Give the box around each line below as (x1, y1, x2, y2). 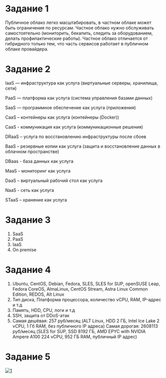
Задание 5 (5, 351, 51, 362)
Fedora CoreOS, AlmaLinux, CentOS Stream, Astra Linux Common (12, 286, 148, 292)
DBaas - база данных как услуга (5, 158, 74, 164)
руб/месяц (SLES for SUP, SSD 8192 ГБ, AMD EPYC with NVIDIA (12, 328, 146, 334)
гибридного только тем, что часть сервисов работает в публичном (5, 40, 149, 46)
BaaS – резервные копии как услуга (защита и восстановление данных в (5, 143, 161, 149)
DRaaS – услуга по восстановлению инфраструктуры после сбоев (5, 133, 147, 140)
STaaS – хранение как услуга (5, 196, 67, 202)
